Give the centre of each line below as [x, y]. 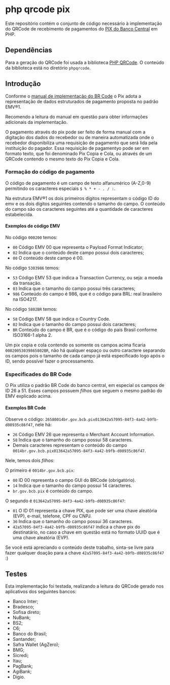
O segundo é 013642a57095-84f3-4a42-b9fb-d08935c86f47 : [65, 501]
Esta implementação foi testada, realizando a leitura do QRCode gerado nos [84, 586]
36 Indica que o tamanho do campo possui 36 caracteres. [73, 521]
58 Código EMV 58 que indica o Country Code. [61, 319]
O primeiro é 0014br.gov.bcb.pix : [40, 470]
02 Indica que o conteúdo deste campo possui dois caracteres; [78, 253]
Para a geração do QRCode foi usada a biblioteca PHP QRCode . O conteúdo [85, 62]
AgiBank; [22, 672]
